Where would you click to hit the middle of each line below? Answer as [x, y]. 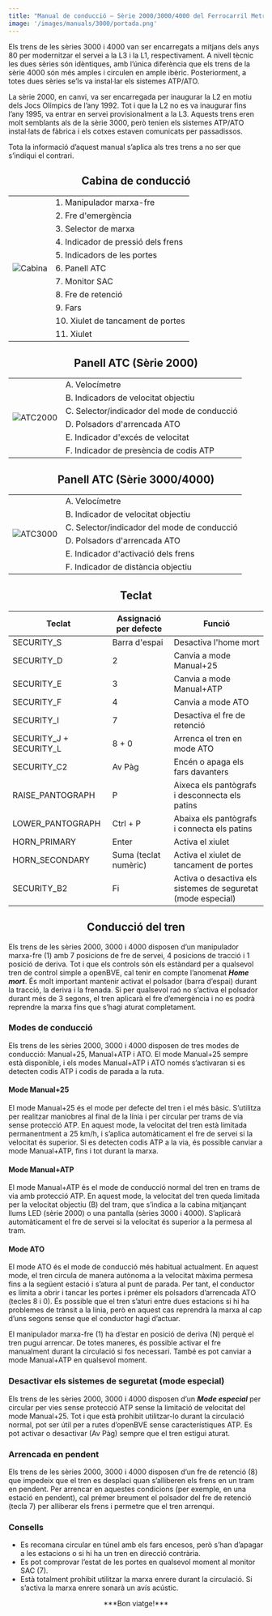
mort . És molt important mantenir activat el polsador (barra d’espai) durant [133, 981]
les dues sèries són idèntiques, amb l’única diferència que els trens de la [130, 64]
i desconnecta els [207, 795]
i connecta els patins [213, 829]
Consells [26, 1527]
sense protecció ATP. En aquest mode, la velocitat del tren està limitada [127, 1125]
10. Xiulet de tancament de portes [120, 321]
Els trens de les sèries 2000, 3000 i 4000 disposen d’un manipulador [123, 947]
